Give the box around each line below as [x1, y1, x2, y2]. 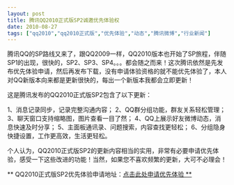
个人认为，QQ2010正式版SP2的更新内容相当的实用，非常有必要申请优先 [7, 147, 213, 155]
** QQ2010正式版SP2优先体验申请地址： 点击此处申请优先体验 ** [7, 170, 192, 179]
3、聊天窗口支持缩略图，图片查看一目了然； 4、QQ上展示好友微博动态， [7, 114, 216, 123]
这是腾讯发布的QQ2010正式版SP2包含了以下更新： [7, 91, 152, 99]
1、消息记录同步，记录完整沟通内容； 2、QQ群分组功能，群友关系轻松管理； [7, 105, 226, 114]
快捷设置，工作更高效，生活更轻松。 [7, 132, 111, 140]
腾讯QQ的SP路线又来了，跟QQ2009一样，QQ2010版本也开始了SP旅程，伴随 [7, 50, 226, 58]
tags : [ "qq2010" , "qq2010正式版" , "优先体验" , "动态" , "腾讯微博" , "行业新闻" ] [7, 29, 211, 37]
